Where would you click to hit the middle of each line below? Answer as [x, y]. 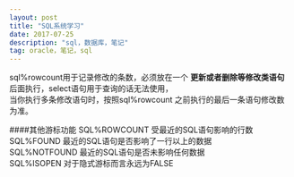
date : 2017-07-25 [42, 34]
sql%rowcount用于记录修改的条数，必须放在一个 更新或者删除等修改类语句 [147, 78]
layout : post [34, 17]
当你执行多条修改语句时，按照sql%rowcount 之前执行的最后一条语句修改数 [147, 100]
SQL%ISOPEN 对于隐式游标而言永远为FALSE [91, 164]
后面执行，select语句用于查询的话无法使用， [91, 88]
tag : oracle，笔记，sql [51, 51]
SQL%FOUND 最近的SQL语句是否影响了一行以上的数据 [111, 141]
